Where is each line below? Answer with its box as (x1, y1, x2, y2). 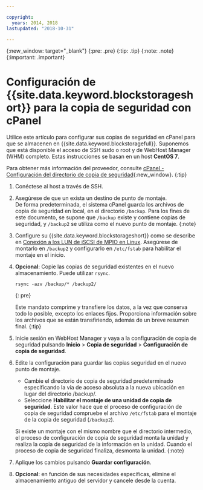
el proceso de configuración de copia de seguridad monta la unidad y (14, 434, 189, 442)
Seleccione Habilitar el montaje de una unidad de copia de (24, 397, 172, 404)
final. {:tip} (14, 323, 42, 330)
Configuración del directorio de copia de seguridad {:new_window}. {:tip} (6, 171, 187, 179)
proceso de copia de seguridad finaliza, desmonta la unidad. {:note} (14, 447, 185, 454)
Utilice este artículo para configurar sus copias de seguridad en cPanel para (6, 134, 196, 141)
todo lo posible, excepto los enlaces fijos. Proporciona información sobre (14, 310, 198, 317)
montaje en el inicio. (14, 251, 65, 259)
